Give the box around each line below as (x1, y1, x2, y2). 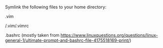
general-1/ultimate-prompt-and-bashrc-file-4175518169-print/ (5, 37, 130, 43)
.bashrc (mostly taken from (5, 32, 60, 38)
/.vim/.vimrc (5, 23, 29, 29)
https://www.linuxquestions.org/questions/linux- (60, 32, 158, 38)
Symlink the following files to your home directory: (5, 4, 107, 10)
